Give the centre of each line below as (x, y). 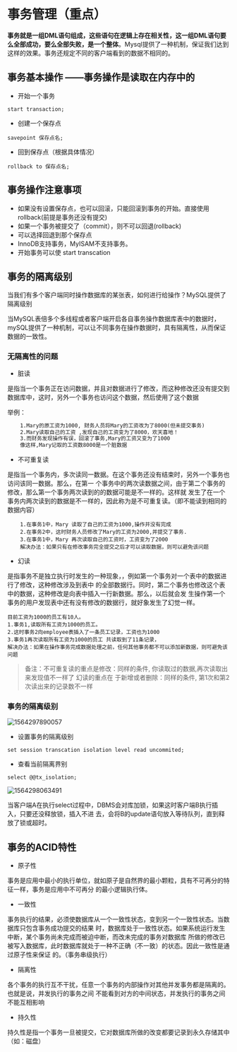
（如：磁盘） (26, 1041)
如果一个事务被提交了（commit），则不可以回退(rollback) (99, 226)
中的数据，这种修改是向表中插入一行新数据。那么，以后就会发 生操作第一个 (116, 594)
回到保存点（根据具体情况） (58, 152)
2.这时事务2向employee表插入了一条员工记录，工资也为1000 (84, 633)
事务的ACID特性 (42, 847)
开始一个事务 (36, 95)
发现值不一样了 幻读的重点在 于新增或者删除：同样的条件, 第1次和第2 (130, 678)
